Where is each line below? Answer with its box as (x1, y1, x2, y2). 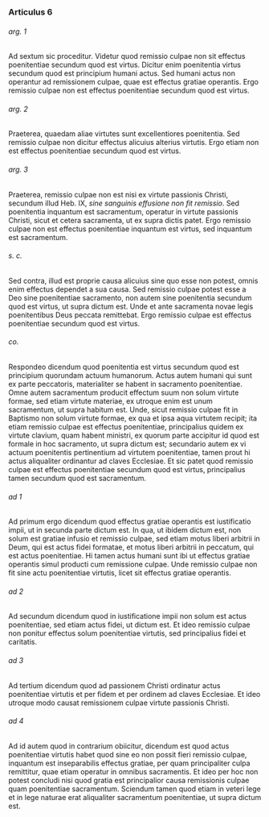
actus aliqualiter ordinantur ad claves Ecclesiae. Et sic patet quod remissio (8, 456, 254, 466)
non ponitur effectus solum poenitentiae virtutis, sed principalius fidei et (8, 628, 247, 638)
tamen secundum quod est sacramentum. (8, 473, 147, 483)
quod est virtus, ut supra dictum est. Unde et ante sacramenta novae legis (8, 301, 254, 311)
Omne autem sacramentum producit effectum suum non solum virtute (8, 388, 239, 397)
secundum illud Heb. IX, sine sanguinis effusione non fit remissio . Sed (8, 198, 239, 208)
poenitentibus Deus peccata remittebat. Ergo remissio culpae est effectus (8, 309, 252, 320)
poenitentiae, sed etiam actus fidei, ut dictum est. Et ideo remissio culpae (8, 620, 251, 630)
